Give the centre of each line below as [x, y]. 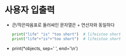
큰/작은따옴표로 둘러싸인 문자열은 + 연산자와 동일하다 [63, 25]
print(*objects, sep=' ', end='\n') [45, 48]
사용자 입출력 [30, 10]
